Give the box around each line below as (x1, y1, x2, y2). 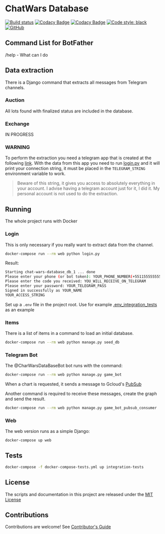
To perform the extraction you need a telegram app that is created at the (5, 155, 152, 161)
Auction (5, 97, 25, 104)
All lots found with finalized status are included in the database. (5, 108, 134, 114)
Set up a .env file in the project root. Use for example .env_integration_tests (5, 301, 157, 307)
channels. (5, 84, 25, 90)
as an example (5, 307, 34, 313)
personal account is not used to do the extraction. (17, 191, 118, 197)
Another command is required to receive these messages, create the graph (5, 391, 157, 397)
